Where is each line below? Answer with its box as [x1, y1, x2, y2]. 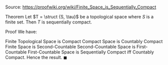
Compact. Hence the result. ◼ [5, 54, 67, 60]
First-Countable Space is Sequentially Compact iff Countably [27, 49, 154, 55]
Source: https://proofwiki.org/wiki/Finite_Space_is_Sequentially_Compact [5, 4, 156, 10]
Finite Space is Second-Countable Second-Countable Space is [5, 44, 136, 50]
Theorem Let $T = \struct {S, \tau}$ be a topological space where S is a [5, 14, 154, 20]
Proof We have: [5, 29, 37, 35]
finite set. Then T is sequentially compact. [5, 19, 92, 25]
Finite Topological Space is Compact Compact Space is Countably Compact [5, 38, 163, 44]
